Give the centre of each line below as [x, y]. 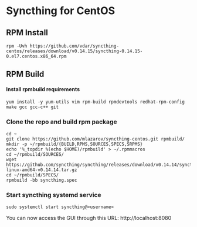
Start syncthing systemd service [54, 195]
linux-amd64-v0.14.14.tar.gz [42, 170]
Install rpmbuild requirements [43, 89]
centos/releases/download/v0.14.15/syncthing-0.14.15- [74, 51]
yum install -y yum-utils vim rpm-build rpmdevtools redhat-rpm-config [95, 102]
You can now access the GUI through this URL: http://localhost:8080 [89, 218]
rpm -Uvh [17, 46]
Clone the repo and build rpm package [62, 122]
